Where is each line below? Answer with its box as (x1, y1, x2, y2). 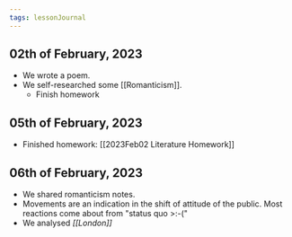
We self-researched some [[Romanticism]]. (22, 80, 182, 91)
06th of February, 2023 (9, 165, 144, 180)
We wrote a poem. (22, 70, 91, 81)
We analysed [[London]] (22, 217, 112, 229)
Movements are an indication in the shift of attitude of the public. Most (22, 198, 283, 209)
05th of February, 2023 (9, 115, 143, 130)
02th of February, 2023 (9, 47, 143, 62)
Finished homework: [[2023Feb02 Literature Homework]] (22, 139, 235, 150)
